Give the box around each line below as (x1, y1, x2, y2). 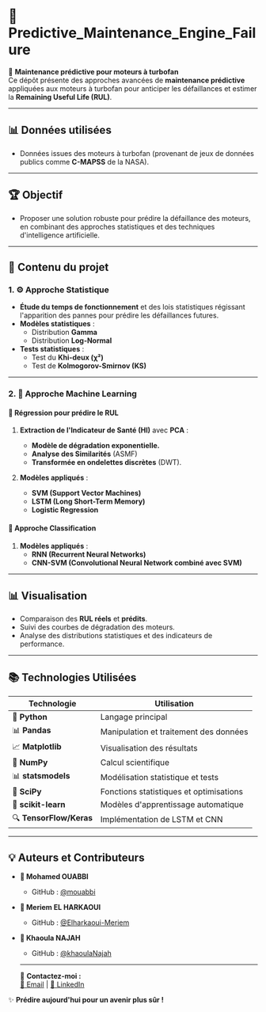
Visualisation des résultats (100, 742, 198, 753)
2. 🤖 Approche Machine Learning (8, 388, 137, 399)
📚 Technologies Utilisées (8, 671, 137, 684)
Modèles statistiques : (19, 319, 95, 329)
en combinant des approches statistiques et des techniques (19, 222, 215, 231)
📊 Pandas (12, 725, 51, 736)
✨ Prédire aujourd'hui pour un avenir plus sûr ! (8, 995, 164, 1005)
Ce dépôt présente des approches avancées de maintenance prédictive (8, 75, 245, 85)
